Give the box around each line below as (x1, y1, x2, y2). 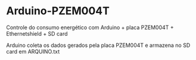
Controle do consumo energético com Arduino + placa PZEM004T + (6, 24, 174, 31)
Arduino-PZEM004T (6, 4, 110, 18)
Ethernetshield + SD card (6, 30, 68, 37)
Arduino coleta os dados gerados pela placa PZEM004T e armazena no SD (6, 42, 191, 49)
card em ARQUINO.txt (6, 48, 60, 55)
